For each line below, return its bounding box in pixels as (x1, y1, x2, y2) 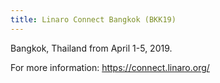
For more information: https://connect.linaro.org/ (10, 61, 210, 73)
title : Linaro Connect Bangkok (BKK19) (10, 14, 177, 25)
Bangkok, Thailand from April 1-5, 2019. (10, 42, 173, 54)
